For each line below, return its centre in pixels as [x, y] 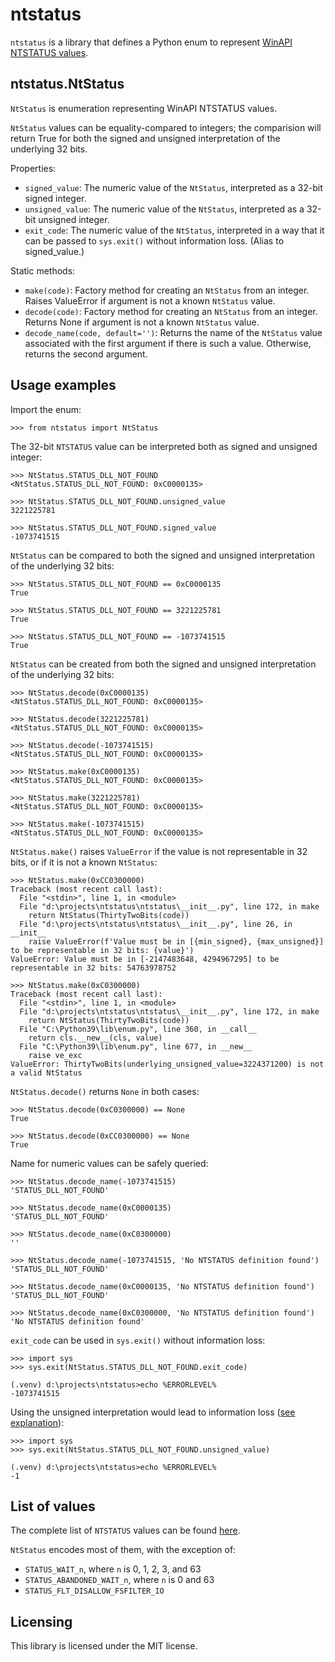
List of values [53, 1506]
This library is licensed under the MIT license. [104, 1646]
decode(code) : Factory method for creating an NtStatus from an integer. [171, 311]
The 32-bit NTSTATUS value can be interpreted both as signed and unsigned [164, 446]
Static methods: [43, 270]
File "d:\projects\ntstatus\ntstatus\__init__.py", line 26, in [156, 924]
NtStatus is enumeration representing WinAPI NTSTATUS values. [144, 108]
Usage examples [63, 385]
